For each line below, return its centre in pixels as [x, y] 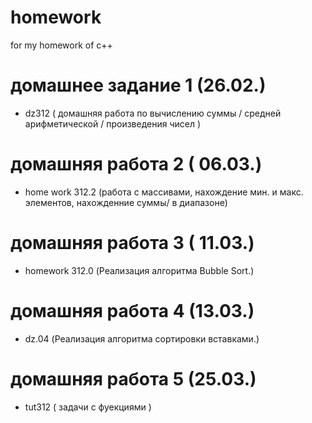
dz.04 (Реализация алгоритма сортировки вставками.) [142, 338]
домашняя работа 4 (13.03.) [132, 310]
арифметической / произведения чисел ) [113, 123]
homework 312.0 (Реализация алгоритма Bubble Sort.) [139, 270]
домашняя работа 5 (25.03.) [133, 378]
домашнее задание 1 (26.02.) [138, 85]
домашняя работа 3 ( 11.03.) [132, 243]
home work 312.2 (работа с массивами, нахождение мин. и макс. [164, 192]
